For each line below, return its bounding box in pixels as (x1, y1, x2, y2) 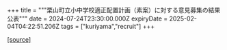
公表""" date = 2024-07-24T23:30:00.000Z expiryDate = (7, 14, 168, 23)
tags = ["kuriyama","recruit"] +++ (61, 23, 155, 30)
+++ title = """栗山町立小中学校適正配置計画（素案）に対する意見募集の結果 (7, 6, 221, 14)
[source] (7, 36, 31, 43)
